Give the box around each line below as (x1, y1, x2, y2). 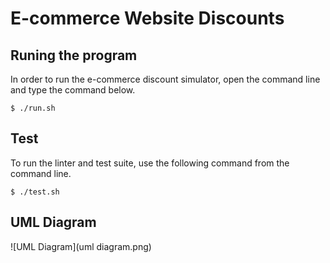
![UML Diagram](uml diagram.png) (10, 240, 152, 252)
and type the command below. (10, 84, 136, 96)
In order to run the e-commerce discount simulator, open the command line (10, 73, 321, 85)
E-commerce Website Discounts (10, 7, 285, 30)
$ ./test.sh (10, 187, 60, 197)
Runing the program (10, 47, 138, 64)
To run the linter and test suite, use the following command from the (10, 157, 290, 169)
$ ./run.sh (10, 103, 56, 113)
